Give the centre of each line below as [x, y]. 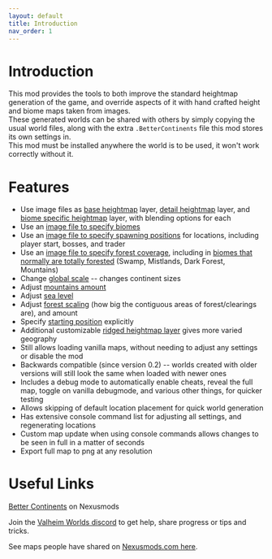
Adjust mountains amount [63, 287]
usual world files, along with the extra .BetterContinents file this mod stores [136, 128]
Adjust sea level [47, 296]
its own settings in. [40, 137]
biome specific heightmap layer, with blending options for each [125, 218]
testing [32, 400]
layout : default [36, 16]
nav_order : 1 [30, 31]
